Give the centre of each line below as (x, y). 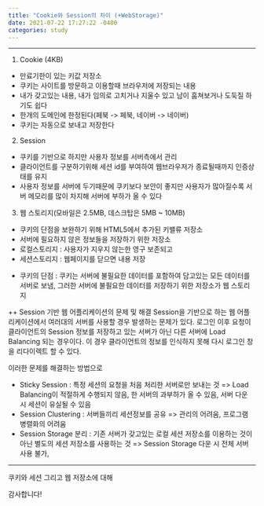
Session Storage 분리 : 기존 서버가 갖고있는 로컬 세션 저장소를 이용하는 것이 (136, 434)
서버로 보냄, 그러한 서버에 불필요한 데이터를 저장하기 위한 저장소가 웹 (124, 286)
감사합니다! (25, 494)
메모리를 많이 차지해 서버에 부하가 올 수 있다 (95, 196)
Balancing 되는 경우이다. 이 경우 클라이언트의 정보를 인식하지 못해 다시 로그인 (126, 342)
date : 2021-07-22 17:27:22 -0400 (63, 23)
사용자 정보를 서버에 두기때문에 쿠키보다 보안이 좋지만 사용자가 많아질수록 (132, 186)
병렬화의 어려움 (43, 424)
